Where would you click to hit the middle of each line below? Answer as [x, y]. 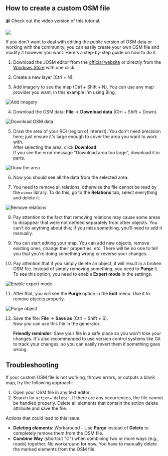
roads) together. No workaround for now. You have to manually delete [85, 443]
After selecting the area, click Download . [55, 147]
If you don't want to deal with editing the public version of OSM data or [79, 42]
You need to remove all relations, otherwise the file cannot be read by [85, 187]
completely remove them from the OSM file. [58, 433]
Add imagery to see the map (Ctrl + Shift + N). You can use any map [83, 87]
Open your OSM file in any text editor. [52, 392]
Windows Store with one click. [44, 67]
